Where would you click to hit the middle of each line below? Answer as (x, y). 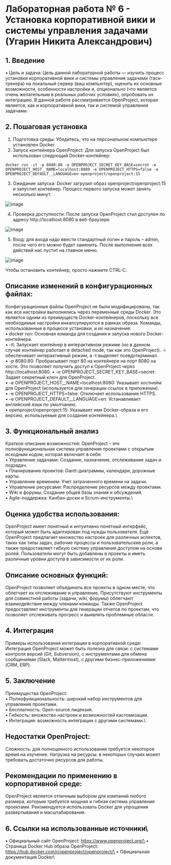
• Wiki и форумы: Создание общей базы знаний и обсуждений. (74, 492)
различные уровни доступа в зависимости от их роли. (65, 559)
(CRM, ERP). (18, 665)
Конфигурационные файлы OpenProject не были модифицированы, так (82, 306)
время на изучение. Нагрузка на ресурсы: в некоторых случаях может (83, 754)
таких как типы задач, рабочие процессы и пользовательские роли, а (82, 543)
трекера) (15, 83)
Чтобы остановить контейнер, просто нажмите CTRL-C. (66, 270)
